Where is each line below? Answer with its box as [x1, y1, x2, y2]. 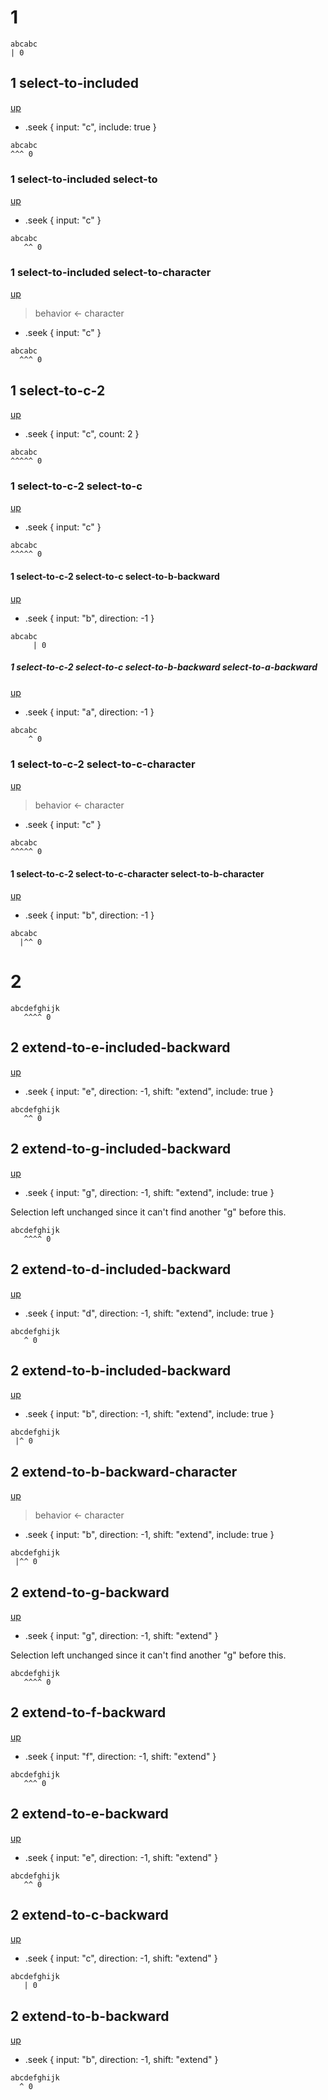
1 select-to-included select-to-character [10, 265, 212, 279]
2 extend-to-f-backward [10, 1704, 167, 1721]
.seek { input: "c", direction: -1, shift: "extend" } [24, 1952, 218, 1965]
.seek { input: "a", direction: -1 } [24, 706, 155, 718]
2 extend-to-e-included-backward [10, 1039, 231, 1056]
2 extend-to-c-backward [10, 1906, 169, 1923]
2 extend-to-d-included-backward [10, 1261, 232, 1278]
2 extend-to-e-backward [10, 1806, 169, 1823]
